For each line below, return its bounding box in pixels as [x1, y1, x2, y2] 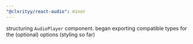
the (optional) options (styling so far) [6, 31, 96, 38]
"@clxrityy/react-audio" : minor [6, 8, 86, 15]
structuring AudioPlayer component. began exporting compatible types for [6, 25, 188, 32]
